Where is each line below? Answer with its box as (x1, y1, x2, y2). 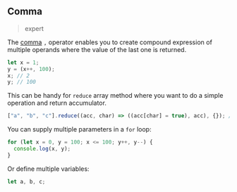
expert (24, 24, 44, 32)
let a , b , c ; (7, 178, 46, 185)
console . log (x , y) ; (13, 146, 71, 153)
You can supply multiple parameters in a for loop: (7, 125, 152, 134)
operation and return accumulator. (7, 98, 107, 108)
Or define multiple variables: (7, 165, 90, 173)
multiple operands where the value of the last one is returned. (7, 45, 187, 53)
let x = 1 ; (7, 59, 39, 66)
